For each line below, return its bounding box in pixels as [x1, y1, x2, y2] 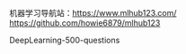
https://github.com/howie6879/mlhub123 [9, 18, 161, 28]
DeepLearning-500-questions [9, 35, 120, 45]
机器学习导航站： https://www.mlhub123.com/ [9, 8, 177, 18]
